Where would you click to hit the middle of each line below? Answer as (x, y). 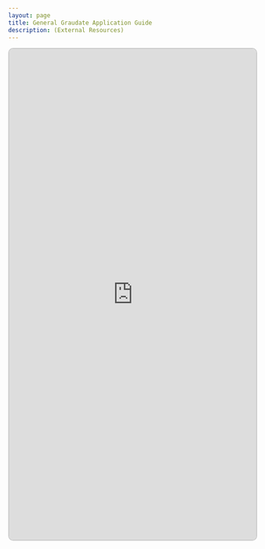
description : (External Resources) (66, 30)
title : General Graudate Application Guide (80, 23)
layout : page (29, 15)
